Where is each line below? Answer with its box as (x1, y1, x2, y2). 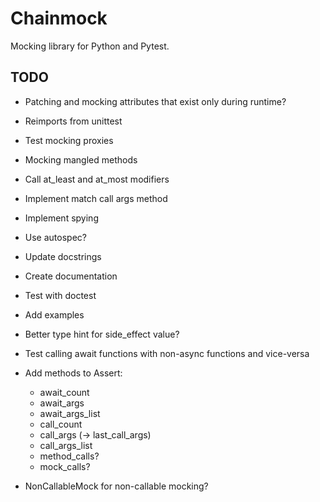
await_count (39, 386, 90, 398)
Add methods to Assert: (24, 367, 123, 379)
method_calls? (39, 450, 100, 462)
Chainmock (10, 7, 108, 30)
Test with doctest (24, 289, 97, 301)
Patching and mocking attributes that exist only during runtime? (24, 95, 287, 107)
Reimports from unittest (24, 115, 123, 127)
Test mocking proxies (24, 134, 114, 146)
